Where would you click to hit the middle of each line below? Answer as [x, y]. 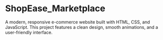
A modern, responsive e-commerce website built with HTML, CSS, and [78, 22]
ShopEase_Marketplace [55, 9]
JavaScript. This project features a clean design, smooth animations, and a [81, 27]
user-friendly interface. [29, 32]
